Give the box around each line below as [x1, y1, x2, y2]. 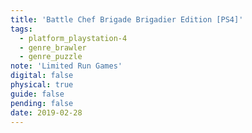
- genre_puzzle [19, 52, 83, 62]
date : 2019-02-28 [10, 107, 83, 118]
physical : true [10, 80, 74, 90]
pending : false [10, 98, 74, 108]
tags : [10, 24, 33, 34]
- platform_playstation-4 [19, 33, 128, 43]
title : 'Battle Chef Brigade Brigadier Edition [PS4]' [10, 14, 244, 25]
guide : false [10, 89, 65, 99]
